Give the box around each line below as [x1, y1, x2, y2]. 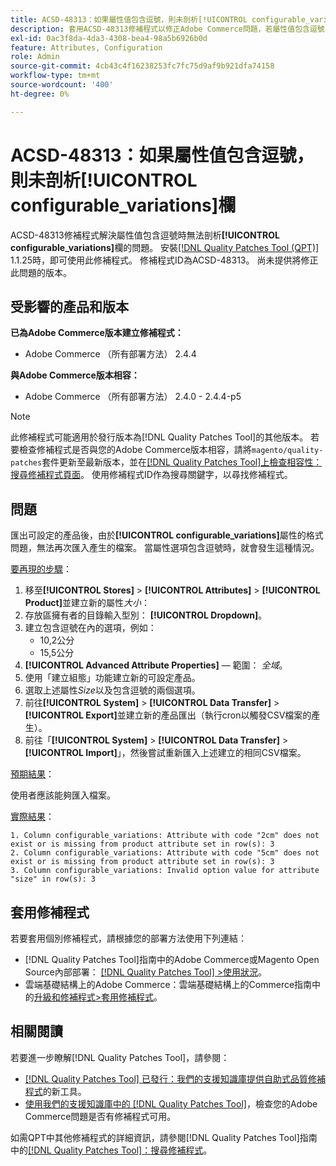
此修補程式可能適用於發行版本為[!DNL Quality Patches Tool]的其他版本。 [10, 431, 309, 443]
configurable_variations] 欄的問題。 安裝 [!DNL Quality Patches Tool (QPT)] [10, 241, 320, 253]
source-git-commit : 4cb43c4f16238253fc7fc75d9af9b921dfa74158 [10, 61, 275, 71]
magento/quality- [251, 446, 324, 456]
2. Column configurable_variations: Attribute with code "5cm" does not [10, 848, 320, 858]
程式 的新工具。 [24, 1085, 87, 1097]
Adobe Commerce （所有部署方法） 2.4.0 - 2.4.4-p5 [24, 391, 242, 403]
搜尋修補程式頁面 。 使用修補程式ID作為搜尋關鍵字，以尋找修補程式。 [10, 469, 293, 481]
